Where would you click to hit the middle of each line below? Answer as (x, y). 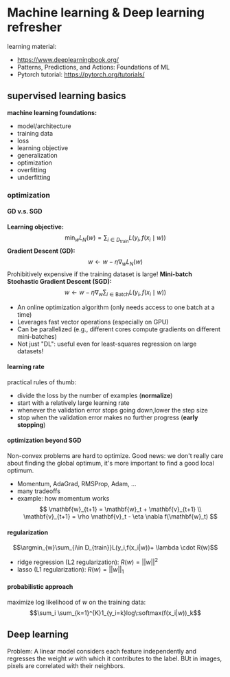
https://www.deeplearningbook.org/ (68, 59)
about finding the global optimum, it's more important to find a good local (111, 463)
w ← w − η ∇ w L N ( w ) (115, 262)
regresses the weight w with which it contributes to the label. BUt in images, (114, 658)
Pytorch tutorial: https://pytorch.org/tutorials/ (81, 74)
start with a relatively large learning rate (73, 403)
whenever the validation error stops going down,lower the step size (112, 410)
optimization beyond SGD (44, 440)
